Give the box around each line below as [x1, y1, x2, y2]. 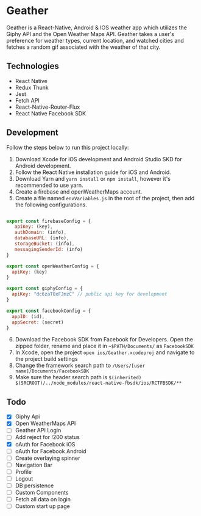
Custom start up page [15, 503, 70, 510]
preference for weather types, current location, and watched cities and [6, 37, 185, 44]
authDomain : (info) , [14, 230, 67, 236]
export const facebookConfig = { [6, 308, 91, 314]
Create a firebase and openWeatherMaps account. [15, 187, 143, 195]
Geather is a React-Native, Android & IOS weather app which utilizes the [6, 24, 188, 31]
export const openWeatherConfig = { [6, 263, 99, 269]
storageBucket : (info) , [14, 241, 75, 247]
